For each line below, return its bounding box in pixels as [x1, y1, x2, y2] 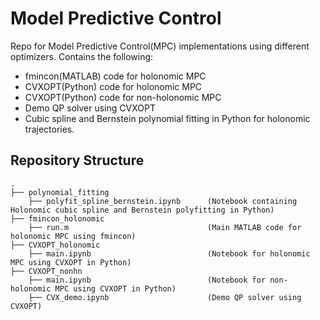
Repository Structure [10, 152, 145, 169]
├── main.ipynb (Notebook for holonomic [28, 248, 311, 259]
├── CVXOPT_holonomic [10, 240, 101, 250]
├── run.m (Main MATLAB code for [28, 222, 302, 232]
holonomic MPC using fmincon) [10, 231, 137, 241]
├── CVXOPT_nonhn [10, 266, 83, 276]
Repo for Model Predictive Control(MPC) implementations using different [10, 40, 310, 52]
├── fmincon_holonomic [10, 213, 105, 224]
